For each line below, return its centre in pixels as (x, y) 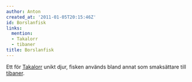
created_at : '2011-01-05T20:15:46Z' (51, 17)
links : (14, 28)
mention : (22, 34)
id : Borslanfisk (26, 22)
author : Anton (24, 12)
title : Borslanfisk (30, 50)
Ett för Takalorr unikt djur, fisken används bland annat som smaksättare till (96, 67)
